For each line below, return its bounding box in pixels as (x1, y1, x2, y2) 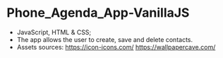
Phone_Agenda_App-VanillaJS (6, 5, 190, 21)
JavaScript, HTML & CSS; (16, 28, 92, 36)
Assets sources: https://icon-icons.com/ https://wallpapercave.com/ (16, 43, 216, 51)
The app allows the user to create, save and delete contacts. (16, 35, 193, 43)
